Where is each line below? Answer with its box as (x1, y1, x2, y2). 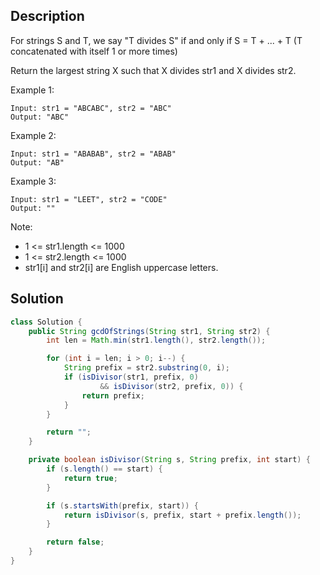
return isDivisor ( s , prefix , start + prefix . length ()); (63, 510, 302, 520)
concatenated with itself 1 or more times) (10, 45, 178, 57)
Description (10, 8, 85, 25)
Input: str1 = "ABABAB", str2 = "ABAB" (10, 149, 177, 159)
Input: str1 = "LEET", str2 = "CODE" (10, 194, 168, 204)
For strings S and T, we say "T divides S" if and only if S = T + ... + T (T (10, 34, 303, 46)
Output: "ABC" (10, 112, 70, 122)
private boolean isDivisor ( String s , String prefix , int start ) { (28, 455, 311, 465)
